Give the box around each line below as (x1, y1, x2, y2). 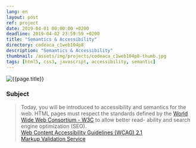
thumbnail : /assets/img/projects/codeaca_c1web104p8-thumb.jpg (6, 53, 167, 59)
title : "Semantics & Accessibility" (6, 36, 97, 42)
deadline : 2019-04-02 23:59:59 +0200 (6, 31, 100, 37)
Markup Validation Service (20, 135, 86, 142)
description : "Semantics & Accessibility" (6, 48, 113, 54)
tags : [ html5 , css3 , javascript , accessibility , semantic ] (6, 58, 156, 64)
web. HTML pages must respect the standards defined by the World (20, 110, 188, 117)
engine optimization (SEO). (20, 122, 87, 129)
